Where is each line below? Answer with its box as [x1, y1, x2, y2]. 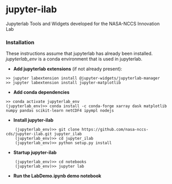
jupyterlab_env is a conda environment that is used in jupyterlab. [6, 56, 143, 62]
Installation [6, 38, 35, 46]
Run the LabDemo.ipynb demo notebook [13, 173, 102, 179]
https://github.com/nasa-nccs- [82, 127, 148, 132]
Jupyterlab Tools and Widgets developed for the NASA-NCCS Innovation [6, 21, 160, 27]
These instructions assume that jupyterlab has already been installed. [6, 50, 153, 57]
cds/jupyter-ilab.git [6, 132, 52, 137]
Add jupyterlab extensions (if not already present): [13, 66, 123, 72]
